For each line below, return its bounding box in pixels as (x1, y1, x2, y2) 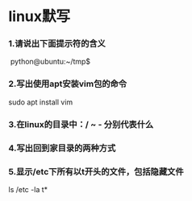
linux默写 (8, 7, 71, 26)
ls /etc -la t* (8, 184, 48, 194)
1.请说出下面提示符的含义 (8, 38, 106, 49)
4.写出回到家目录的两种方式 (8, 142, 116, 154)
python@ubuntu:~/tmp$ (10, 57, 91, 67)
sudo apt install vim (8, 97, 73, 107)
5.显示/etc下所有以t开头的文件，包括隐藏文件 (8, 166, 184, 177)
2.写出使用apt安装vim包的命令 (8, 78, 127, 89)
